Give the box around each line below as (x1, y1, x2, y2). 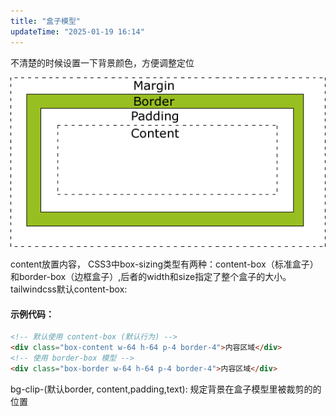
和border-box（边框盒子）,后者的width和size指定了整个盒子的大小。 (10, 271, 292, 283)
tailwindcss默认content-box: (10, 283, 128, 295)
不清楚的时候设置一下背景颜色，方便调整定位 (10, 56, 195, 69)
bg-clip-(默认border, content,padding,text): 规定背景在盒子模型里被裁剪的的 (10, 383, 322, 395)
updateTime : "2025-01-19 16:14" (10, 26, 145, 37)
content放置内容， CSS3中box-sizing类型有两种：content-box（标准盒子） (10, 258, 319, 270)
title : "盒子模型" (10, 16, 82, 26)
